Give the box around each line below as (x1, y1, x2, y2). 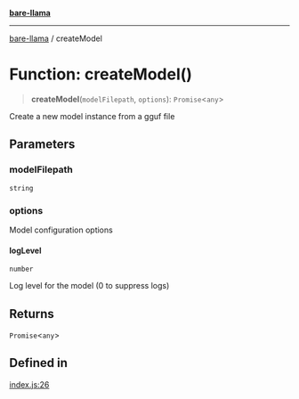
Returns (9, 306, 55, 322)
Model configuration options (9, 224, 113, 235)
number (9, 265, 34, 274)
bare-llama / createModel (9, 33, 102, 44)
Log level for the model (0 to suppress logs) (9, 281, 170, 291)
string (9, 183, 34, 192)
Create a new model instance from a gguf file (9, 110, 175, 121)
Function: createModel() (9, 64, 193, 85)
